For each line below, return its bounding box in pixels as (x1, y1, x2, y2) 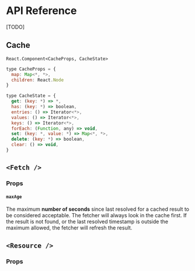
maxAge (6, 194, 22, 200)
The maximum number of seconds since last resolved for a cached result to (6, 206, 190, 213)
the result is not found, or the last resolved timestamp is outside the (6, 218, 168, 225)
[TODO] (6, 23, 25, 30)
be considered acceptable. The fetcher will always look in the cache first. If (6, 212, 187, 219)
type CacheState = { (6, 93, 57, 99)
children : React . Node (11, 77, 64, 83)
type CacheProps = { (6, 66, 57, 72)
